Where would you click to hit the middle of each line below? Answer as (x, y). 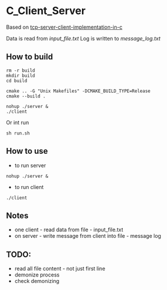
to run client (29, 187)
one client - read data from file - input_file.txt (69, 230)
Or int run (18, 122)
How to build (30, 57)
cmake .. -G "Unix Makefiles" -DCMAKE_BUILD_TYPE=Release (78, 91)
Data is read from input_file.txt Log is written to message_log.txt (83, 38)
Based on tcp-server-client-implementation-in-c (64, 27)
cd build (17, 80)
